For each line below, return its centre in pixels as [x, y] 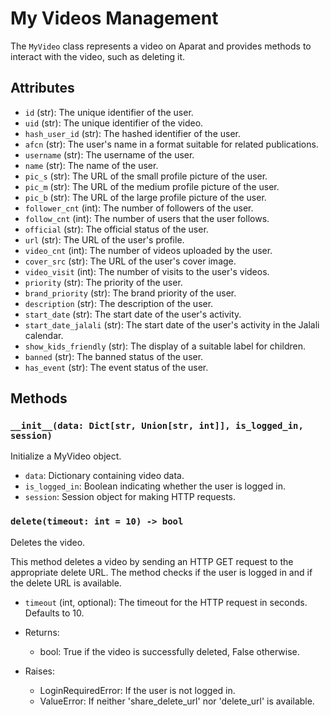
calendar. [44, 335]
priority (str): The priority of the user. [103, 282]
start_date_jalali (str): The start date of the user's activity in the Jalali [172, 324]
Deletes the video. [48, 542]
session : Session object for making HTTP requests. [130, 497]
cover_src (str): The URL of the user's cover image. [130, 261]
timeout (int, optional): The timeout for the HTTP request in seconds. [166, 602]
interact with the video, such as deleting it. [98, 56]
